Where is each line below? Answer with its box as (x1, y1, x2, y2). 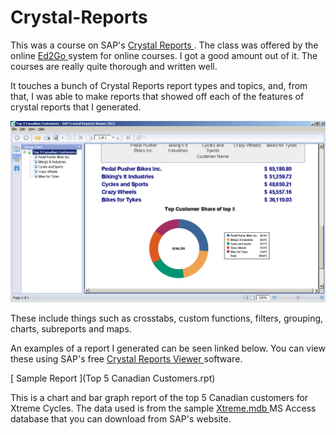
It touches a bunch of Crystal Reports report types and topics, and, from (10, 79, 308, 91)
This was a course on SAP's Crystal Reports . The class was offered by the (10, 39, 319, 51)
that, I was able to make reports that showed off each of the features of (10, 90, 305, 102)
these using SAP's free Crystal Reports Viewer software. (10, 353, 243, 365)
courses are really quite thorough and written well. (10, 60, 218, 72)
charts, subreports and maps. (10, 323, 132, 335)
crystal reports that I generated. (10, 101, 142, 113)
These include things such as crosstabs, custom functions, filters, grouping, (10, 312, 324, 325)
